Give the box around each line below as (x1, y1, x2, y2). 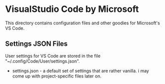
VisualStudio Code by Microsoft (5, 3, 139, 15)
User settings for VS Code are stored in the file (5, 53, 101, 59)
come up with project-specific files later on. (12, 73, 102, 79)
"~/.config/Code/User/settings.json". (5, 58, 80, 64)
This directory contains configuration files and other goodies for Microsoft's (5, 20, 160, 26)
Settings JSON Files (5, 40, 68, 48)
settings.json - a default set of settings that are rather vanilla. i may (12, 68, 150, 74)
